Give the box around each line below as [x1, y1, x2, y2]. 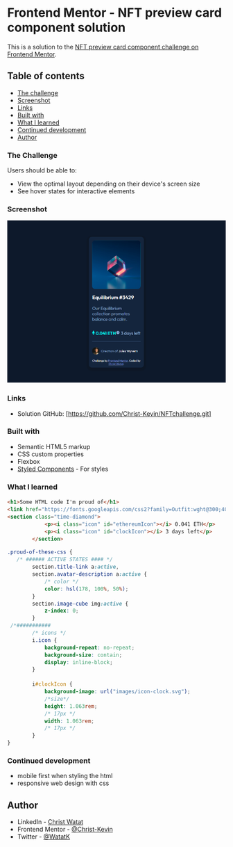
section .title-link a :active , [32, 563, 119, 571]
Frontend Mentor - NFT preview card [7, 5, 222, 21]
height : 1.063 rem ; [44, 702, 98, 710]
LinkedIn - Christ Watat [17, 818, 84, 826]
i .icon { [32, 636, 58, 644]
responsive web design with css [17, 779, 110, 787]
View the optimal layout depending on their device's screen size [17, 179, 200, 188]
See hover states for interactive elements [17, 187, 135, 195]
